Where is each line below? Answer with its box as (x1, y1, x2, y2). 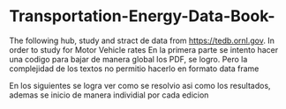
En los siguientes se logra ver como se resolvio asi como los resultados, (9, 80, 271, 91)
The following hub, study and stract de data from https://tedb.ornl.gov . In (9, 35, 275, 46)
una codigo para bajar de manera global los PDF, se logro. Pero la (9, 54, 248, 64)
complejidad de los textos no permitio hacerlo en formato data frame (9, 63, 260, 74)
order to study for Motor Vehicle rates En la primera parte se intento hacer (9, 44, 279, 54)
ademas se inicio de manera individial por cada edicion (9, 90, 209, 100)
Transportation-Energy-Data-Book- (9, 6, 275, 26)
